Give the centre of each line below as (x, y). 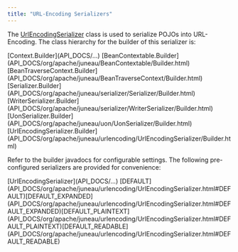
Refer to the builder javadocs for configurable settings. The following (108, 160)
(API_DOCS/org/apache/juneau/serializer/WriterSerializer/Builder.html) (110, 108)
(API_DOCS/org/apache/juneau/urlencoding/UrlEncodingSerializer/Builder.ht (119, 138)
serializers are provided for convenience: (101, 167)
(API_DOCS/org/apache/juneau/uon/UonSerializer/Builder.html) (100, 123)
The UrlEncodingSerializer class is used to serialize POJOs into (99, 34)
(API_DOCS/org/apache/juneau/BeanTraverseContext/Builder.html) (105, 78)
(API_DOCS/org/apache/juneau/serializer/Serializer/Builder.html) (101, 93)
